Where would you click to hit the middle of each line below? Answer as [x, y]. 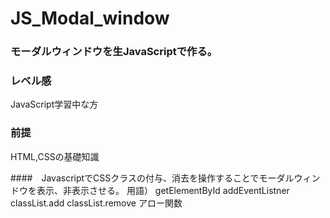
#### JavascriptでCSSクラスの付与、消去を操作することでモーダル [152, 178]
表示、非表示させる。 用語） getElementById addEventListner [163, 190]
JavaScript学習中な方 [54, 104]
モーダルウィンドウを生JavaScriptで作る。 [114, 52]
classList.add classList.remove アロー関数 [96, 203]
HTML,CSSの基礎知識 [55, 156]
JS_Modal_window [90, 18]
